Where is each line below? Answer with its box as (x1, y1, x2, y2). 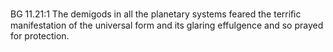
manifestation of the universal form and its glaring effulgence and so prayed (10, 19, 324, 31)
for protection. (10, 30, 70, 42)
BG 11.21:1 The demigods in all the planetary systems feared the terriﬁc (10, 8, 302, 20)
